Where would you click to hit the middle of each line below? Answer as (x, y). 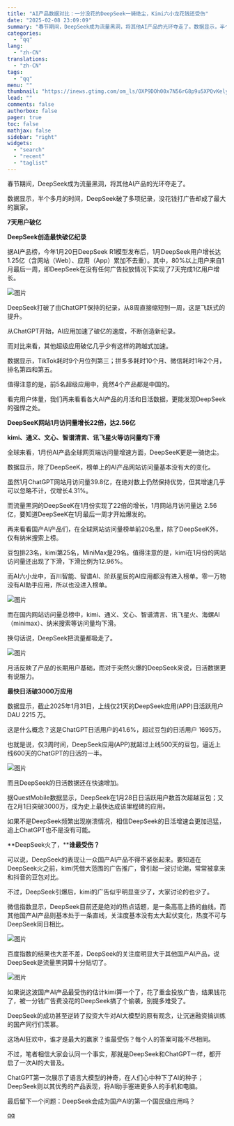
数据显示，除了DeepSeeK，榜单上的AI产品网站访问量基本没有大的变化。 (111, 467)
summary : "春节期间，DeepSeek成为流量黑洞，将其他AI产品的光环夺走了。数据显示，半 (116, 27)
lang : (15, 46)
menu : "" (20, 85)
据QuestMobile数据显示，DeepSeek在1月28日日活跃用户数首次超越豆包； (112, 797)
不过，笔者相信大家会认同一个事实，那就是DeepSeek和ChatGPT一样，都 (111, 1053)
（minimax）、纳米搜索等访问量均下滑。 (64, 623)
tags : (15, 72)
